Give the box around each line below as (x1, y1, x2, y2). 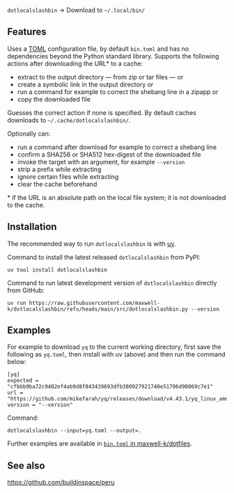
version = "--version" (7, 402, 73, 409)
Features (7, 26, 47, 38)
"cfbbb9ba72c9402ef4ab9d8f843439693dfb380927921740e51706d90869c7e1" (7, 383, 214, 391)
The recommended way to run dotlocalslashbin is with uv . (7, 240, 176, 248)
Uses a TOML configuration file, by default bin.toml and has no (7, 45, 189, 53)
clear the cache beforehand (17, 180, 97, 188)
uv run (7, 299, 26, 306)
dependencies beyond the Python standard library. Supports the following (7, 52, 219, 60)
